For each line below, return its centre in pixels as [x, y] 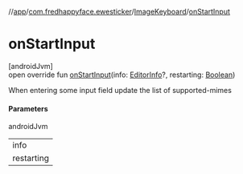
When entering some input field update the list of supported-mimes [120, 90]
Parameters [28, 108]
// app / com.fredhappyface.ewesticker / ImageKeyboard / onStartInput [119, 12]
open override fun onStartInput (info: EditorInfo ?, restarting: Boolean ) [122, 75]
